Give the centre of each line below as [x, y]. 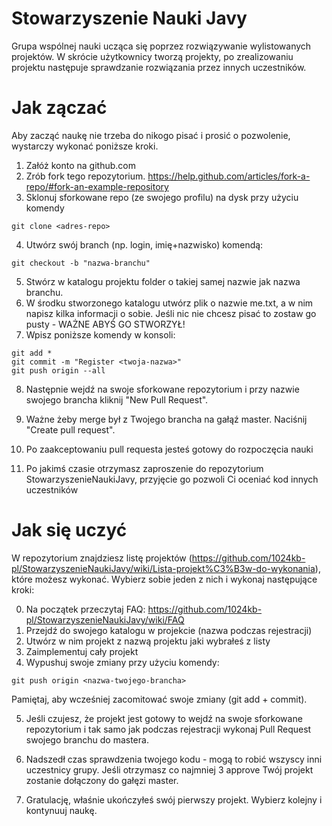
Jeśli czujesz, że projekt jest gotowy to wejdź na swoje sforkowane [164, 718]
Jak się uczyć [69, 530]
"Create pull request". [70, 429]
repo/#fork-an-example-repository [97, 186]
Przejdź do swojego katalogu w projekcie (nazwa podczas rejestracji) [169, 630]
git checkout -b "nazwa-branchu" [81, 263]
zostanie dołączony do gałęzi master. [102, 780]
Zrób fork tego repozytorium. [85, 176]
